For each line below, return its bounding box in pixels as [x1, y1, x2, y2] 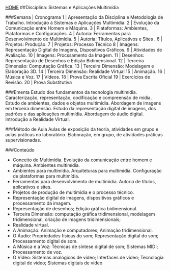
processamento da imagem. [12, 200, 72, 206]
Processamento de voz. [12, 249, 63, 255]
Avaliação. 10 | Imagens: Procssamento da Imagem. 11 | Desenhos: [5, 52, 145, 58]
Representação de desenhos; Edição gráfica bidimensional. [12, 206, 137, 211]
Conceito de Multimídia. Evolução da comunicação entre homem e [12, 157, 152, 163]
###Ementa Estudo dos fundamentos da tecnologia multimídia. [5, 89, 137, 95]
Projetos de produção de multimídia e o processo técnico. [12, 189, 134, 195]
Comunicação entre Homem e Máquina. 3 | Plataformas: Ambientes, [5, 25, 149, 31]
